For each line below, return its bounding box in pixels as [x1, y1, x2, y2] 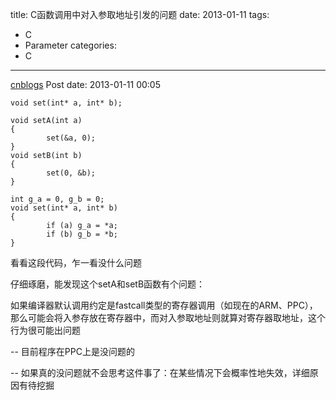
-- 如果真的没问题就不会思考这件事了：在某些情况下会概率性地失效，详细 [10, 367, 310, 378]
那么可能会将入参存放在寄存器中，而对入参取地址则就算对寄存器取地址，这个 [10, 312, 326, 323]
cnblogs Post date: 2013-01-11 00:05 [10, 79, 162, 90]
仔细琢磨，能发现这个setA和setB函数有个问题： [10, 278, 206, 290]
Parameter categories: [24, 39, 117, 51]
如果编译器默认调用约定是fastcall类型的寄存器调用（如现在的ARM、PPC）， [10, 299, 318, 311]
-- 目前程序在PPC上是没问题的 [10, 346, 135, 357]
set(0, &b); [46, 168, 97, 178]
